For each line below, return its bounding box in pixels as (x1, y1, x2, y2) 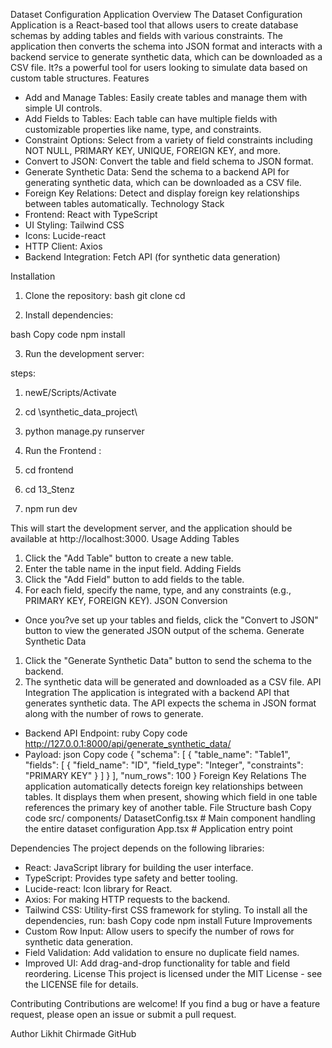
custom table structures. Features (10, 72, 150, 84)
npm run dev (24, 503, 78, 514)
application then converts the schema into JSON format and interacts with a (10, 40, 323, 52)
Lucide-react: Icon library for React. (24, 883, 173, 894)
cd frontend (24, 464, 74, 476)
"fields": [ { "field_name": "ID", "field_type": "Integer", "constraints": (24, 759, 304, 771)
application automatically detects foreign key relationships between (24, 780, 303, 792)
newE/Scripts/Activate (24, 387, 117, 398)
